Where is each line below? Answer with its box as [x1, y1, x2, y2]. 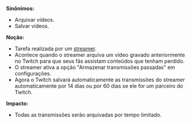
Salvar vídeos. [14, 23, 49, 29]
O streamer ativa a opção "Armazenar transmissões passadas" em [14, 64, 176, 71]
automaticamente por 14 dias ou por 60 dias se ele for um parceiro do [14, 82, 183, 89]
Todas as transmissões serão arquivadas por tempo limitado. [14, 111, 162, 118]
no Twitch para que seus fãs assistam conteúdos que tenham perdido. [14, 58, 185, 64]
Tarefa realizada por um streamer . [14, 45, 97, 52]
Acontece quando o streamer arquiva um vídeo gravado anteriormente [14, 51, 186, 58]
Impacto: [6, 100, 29, 107]
